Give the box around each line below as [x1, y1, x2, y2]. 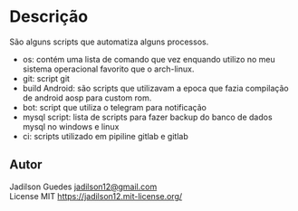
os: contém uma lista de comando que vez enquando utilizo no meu [22, 53, 276, 64]
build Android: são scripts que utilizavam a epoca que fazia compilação [22, 82, 289, 93]
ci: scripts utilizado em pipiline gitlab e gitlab [22, 130, 188, 141]
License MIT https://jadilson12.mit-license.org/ [9, 190, 183, 201]
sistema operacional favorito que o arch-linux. [22, 63, 195, 74]
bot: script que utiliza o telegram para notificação [22, 101, 207, 112]
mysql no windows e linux [22, 120, 120, 132]
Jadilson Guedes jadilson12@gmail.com [9, 181, 158, 192]
